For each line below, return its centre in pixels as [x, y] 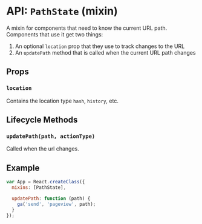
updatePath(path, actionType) [51, 136]
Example [23, 168]
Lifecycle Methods [42, 120]
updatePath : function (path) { [51, 199]
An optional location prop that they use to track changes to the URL [100, 46]
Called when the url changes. [43, 149]
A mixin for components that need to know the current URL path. [87, 28]
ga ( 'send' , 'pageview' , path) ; [57, 204]
